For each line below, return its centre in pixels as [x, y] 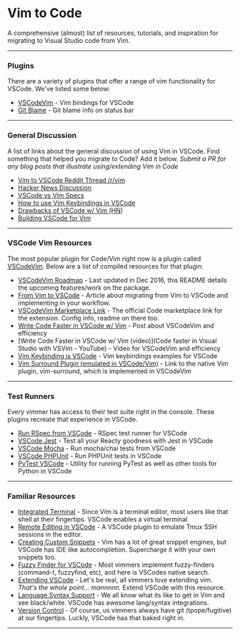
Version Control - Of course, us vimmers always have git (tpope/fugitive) [125, 610]
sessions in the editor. [50, 535]
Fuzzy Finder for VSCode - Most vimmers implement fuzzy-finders [116, 565]
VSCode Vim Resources [50, 243]
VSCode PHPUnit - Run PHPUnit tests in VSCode [90, 456]
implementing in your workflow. [64, 303]
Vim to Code [45, 13]
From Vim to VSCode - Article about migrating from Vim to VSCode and [123, 295]
